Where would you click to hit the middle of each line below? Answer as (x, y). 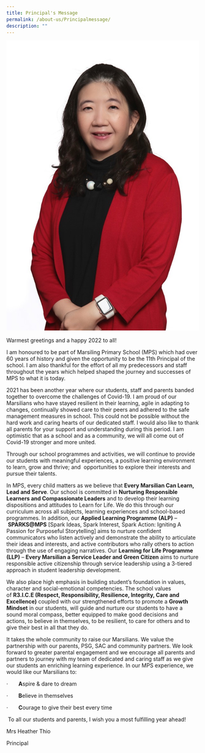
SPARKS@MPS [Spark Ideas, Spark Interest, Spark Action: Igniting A (95, 524)
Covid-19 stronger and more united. (51, 442)
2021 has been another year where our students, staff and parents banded (100, 390)
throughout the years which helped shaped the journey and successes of (99, 371)
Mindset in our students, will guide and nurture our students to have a (95, 608)
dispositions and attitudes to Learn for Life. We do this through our (90, 505)
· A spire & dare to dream (42, 684)
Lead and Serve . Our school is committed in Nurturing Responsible (92, 492)
